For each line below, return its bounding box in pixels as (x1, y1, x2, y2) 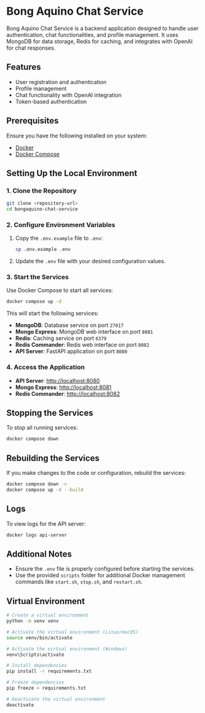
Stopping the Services (6, 408, 93, 418)
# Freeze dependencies (6, 679, 64, 685)
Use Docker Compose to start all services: (6, 287, 114, 294)
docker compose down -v (6, 481, 68, 487)
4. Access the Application (6, 363, 85, 372)
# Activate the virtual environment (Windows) (6, 646, 128, 652)
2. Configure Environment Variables (6, 220, 115, 229)
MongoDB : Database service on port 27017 (15, 322, 124, 329)
